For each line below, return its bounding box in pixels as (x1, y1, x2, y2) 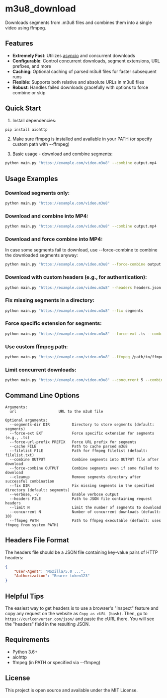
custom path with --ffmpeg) (12, 141, 70, 147)
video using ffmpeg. (5, 24, 46, 30)
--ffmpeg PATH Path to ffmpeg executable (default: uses (9, 518, 162, 523)
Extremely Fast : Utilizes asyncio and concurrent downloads (12, 52, 135, 58)
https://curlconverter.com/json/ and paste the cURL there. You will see (5, 616, 155, 622)
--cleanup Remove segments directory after (9, 474, 141, 479)
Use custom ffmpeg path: (5, 343, 68, 350)
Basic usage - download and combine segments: (12, 151, 113, 157)
